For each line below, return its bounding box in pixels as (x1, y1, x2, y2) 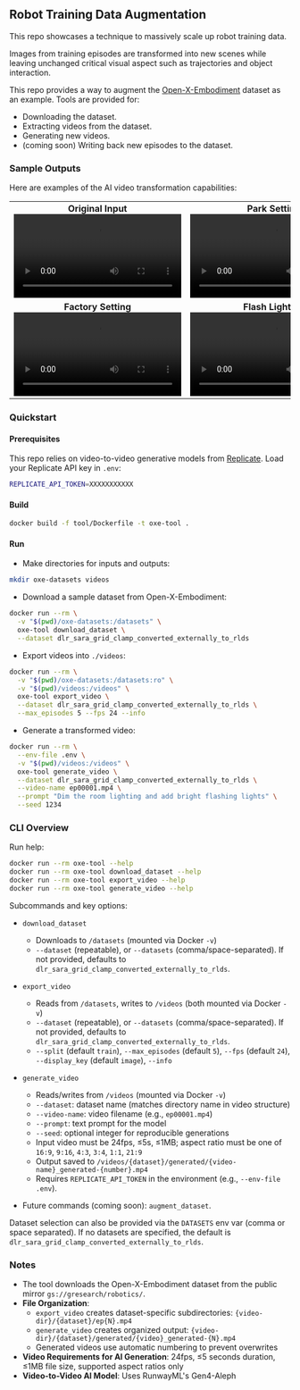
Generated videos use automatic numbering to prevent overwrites (35, 1342, 279, 1352)
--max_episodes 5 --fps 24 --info (17, 709, 146, 718)
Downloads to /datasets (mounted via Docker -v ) (35, 934, 217, 945)
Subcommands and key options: (9, 900, 128, 910)
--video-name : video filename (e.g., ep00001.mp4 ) (35, 1108, 213, 1119)
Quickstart (9, 411, 57, 423)
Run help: (9, 842, 45, 852)
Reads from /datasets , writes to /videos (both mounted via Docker (35, 998, 281, 1009)
